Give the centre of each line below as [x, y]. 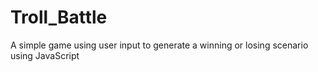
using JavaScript [45, 55]
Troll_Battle [59, 17]
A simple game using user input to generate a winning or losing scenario [159, 45]
